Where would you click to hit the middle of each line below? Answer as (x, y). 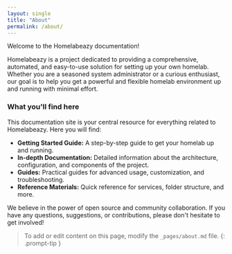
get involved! (26, 222)
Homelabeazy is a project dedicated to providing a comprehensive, (103, 60)
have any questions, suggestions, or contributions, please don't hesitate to (114, 215)
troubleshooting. (41, 179)
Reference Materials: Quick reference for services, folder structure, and (121, 187)
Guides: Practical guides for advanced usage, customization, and (110, 172)
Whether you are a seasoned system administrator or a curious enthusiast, (114, 74)
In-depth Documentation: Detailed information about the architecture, (117, 157)
